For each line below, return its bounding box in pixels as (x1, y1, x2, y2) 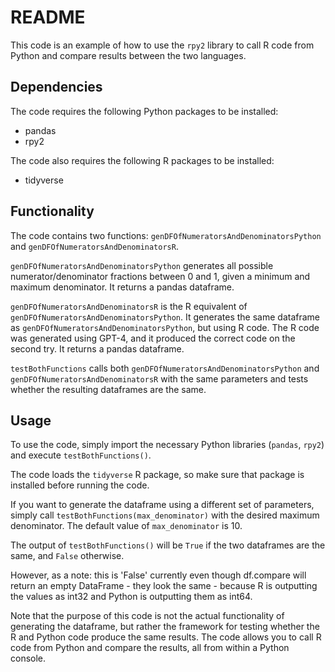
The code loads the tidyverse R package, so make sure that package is (10, 469, 305, 481)
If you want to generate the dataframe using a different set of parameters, (10, 499, 315, 511)
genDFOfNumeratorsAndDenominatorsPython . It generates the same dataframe (10, 311, 321, 323)
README (10, 6, 86, 29)
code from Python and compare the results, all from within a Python (10, 642, 290, 654)
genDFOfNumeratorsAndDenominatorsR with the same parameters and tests (10, 372, 309, 385)
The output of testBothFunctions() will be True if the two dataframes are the (10, 539, 326, 551)
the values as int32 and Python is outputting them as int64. (10, 591, 253, 603)
